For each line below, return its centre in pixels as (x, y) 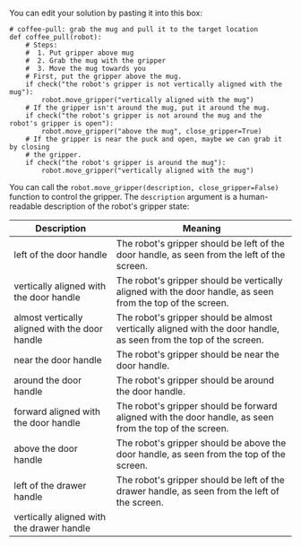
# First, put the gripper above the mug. (103, 76)
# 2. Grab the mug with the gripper (96, 61)
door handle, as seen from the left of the (201, 255)
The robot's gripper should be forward (197, 406)
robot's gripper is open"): (62, 124)
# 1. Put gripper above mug (80, 53)
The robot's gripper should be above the (201, 443)
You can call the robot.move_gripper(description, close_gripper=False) (144, 187)
